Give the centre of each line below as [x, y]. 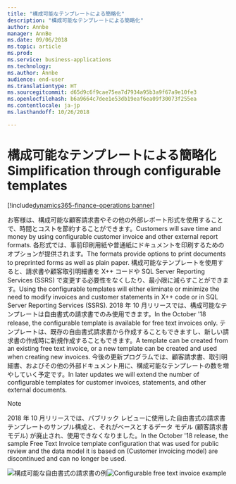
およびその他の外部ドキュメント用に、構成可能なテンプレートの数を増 [128, 365]
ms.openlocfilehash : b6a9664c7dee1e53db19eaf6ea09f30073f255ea [102, 99]
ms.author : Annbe [33, 73]
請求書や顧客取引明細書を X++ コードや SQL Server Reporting [116, 271]
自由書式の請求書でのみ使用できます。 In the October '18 [125, 314]
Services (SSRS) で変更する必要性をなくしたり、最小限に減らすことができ [115, 280]
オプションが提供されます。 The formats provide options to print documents [117, 254]
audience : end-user [36, 79]
